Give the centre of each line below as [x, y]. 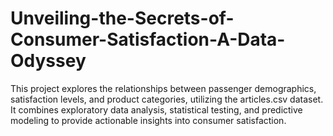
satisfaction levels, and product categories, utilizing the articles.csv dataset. [167, 99]
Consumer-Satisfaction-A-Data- [148, 39]
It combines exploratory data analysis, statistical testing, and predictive [156, 109]
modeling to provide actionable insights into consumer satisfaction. [148, 120]
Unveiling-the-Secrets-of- [122, 18]
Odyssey [48, 61]
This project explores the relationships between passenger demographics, [163, 88]
